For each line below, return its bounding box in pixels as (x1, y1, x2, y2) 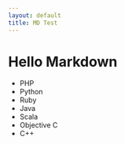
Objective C (19, 120, 58, 130)
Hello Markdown (8, 53, 118, 71)
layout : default (8, 11, 61, 20)
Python (19, 87, 43, 97)
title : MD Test (8, 19, 58, 27)
